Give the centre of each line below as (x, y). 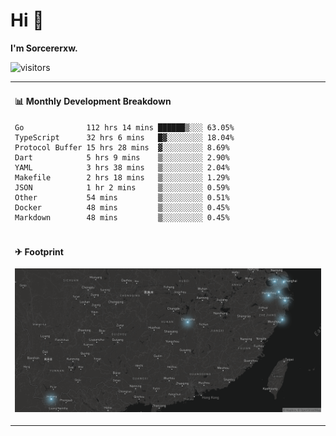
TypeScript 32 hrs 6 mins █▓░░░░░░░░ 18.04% (124, 137)
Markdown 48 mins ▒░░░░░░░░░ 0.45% (122, 217)
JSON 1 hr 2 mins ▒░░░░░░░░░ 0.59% (122, 187)
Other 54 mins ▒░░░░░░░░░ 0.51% (122, 197)
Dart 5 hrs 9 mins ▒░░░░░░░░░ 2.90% (122, 157)
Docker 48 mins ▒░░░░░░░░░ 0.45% (122, 207)
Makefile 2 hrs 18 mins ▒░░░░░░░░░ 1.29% (122, 177)
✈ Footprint (39, 251)
